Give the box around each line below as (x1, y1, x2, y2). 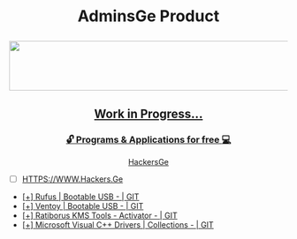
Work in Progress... (94, 106, 203, 121)
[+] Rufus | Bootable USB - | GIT (21, 191, 140, 202)
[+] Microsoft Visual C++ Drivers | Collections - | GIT (21, 219, 214, 230)
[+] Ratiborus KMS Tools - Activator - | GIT (21, 210, 179, 220)
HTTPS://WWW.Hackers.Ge (21, 174, 124, 184)
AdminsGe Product (77, 6, 220, 26)
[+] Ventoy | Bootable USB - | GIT (21, 200, 144, 211)
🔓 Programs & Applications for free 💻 (65, 133, 232, 146)
